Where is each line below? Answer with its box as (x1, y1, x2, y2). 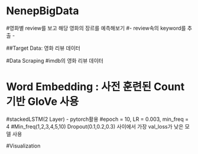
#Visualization (6, 142, 41, 149)
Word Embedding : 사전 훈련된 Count (6, 80, 185, 94)
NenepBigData (6, 4, 79, 18)
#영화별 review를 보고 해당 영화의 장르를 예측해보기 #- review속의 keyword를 (6, 24, 186, 31)
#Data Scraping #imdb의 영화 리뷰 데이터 (6, 57, 103, 64)
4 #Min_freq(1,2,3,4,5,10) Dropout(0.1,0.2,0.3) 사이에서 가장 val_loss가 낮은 (6, 123, 184, 130)
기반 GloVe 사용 (6, 95, 79, 108)
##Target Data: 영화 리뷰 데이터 (6, 44, 81, 52)
